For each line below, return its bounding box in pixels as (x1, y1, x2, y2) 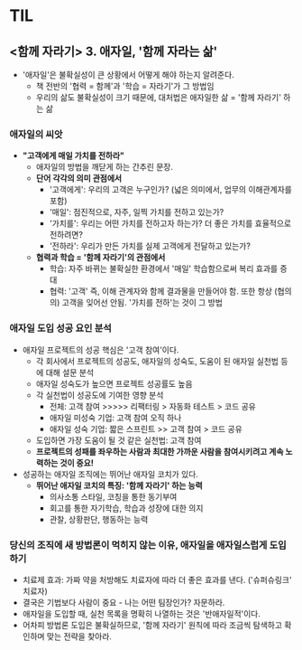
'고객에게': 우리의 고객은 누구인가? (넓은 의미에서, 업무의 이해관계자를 (49, 184, 293, 195)
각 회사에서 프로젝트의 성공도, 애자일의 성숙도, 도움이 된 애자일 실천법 (35, 355, 279, 366)
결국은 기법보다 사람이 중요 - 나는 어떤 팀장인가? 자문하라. (22, 597, 225, 608)
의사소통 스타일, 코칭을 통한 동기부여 (49, 491, 178, 502)
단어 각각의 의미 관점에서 (35, 173, 123, 184)
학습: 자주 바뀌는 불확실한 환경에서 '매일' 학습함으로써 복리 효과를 (49, 263, 278, 274)
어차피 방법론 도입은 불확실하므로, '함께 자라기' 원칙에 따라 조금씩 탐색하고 (22, 619, 282, 630)
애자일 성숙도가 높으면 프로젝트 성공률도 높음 (35, 378, 193, 389)
